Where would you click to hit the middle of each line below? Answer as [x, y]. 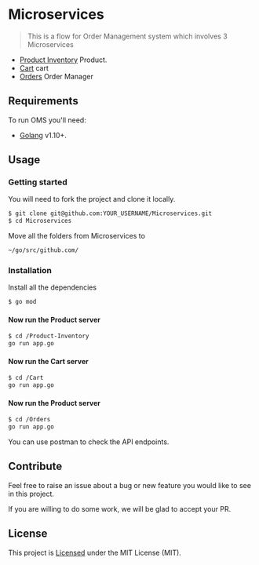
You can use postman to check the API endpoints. [89, 442]
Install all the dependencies [52, 287]
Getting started [38, 182]
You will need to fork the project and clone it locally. [92, 199]
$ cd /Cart [26, 378]
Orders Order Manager [57, 76]
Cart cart [34, 67]
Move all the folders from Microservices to [77, 236]
